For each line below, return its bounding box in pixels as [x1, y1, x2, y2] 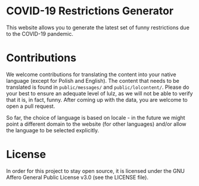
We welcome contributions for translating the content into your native [6, 70, 177, 78]
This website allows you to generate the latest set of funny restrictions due [6, 24, 189, 31]
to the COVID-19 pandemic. [6, 30, 73, 37]
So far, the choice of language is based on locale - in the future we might [6, 114, 186, 121]
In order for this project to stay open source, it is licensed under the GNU [6, 167, 185, 174]
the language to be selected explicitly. [6, 126, 99, 134]
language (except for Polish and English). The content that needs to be [6, 77, 180, 84]
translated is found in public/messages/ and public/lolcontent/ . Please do [6, 83, 189, 91]
